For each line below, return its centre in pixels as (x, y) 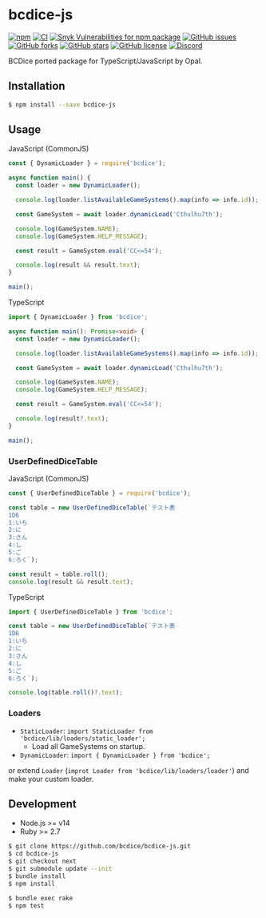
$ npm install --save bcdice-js (62, 105)
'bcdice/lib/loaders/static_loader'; (83, 739)
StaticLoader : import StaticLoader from (86, 731)
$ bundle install (37, 876)
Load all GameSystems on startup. (88, 746)
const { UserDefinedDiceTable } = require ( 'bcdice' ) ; (100, 493)
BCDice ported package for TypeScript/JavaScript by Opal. (105, 61)
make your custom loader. (51, 779)
